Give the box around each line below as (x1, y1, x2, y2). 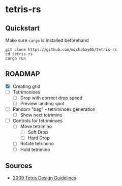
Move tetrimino (20, 123, 52, 130)
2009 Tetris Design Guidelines (12, 175, 76, 181)
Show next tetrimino (20, 112, 63, 118)
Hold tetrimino (20, 146, 50, 152)
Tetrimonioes (12, 89, 41, 95)
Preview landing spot (20, 101, 65, 106)
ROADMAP (5, 70, 40, 78)
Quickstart (5, 24, 40, 33)
